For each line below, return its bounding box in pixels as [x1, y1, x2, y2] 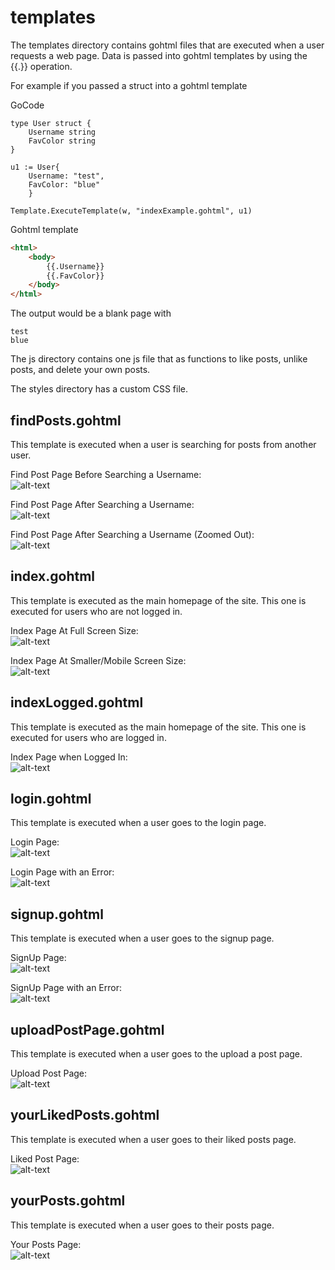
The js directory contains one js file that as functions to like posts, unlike [10, 353, 308, 365]
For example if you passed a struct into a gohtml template [10, 79, 248, 91]
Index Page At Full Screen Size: [10, 624, 139, 636]
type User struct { [10, 118, 92, 128]
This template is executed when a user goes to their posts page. [10, 1219, 275, 1231]
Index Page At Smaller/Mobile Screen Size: [10, 654, 187, 666]
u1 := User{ [10, 162, 60, 172]
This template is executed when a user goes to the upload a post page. [10, 1048, 303, 1060]
